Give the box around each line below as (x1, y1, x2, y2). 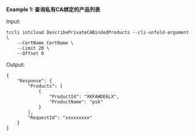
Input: (6, 18, 21, 25)
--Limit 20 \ (17, 45, 50, 51)
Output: (6, 61, 25, 68)
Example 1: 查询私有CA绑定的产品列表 (6, 6, 101, 13)
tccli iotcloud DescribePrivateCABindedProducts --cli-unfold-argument (6, 29, 189, 35)
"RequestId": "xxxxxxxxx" (28, 115, 93, 121)
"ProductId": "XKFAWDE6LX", (49, 94, 119, 100)
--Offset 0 (17, 50, 44, 56)
